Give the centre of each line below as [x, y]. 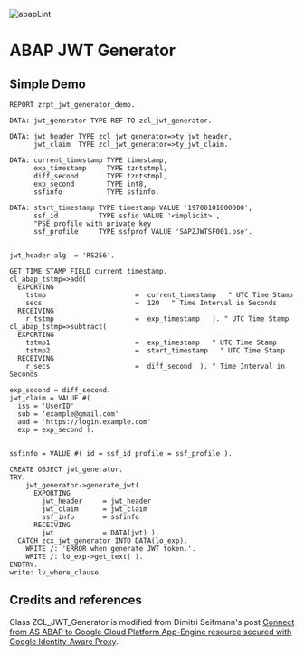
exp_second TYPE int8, [90, 184]
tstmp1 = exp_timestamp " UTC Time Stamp [152, 342]
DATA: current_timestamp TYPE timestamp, [89, 160]
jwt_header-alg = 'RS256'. [62, 256]
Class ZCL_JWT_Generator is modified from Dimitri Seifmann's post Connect [152, 622]
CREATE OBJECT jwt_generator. [66, 469]
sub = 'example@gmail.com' [68, 414]
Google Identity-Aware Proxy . [64, 641]
